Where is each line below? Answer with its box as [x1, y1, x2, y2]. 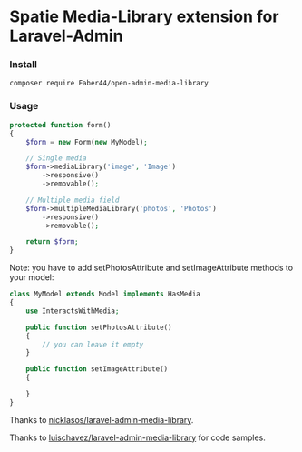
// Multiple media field [25, 196, 120, 205]
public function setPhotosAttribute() [25, 323, 172, 332]
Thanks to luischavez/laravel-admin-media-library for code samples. [9, 432, 266, 443]
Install [9, 58, 38, 71]
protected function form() [9, 120, 112, 129]
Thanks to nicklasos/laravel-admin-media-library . [9, 414, 194, 425]
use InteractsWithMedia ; [25, 306, 120, 316]
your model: [9, 272, 54, 283]
